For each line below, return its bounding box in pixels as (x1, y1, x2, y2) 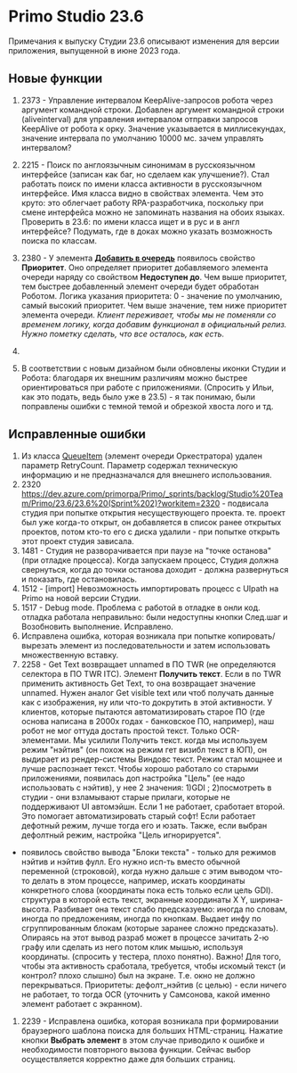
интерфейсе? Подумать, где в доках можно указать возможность (20, 226, 273, 236)
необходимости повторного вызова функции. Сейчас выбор (20, 1044, 251, 1054)
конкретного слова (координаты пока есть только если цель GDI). (20, 885, 274, 896)
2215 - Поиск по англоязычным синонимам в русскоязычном (20, 159, 255, 170)
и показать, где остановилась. (20, 574, 138, 584)
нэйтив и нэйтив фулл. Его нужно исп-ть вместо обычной (20, 856, 241, 867)
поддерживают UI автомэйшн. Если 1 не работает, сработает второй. (20, 801, 285, 812)
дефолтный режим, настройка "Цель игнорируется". (20, 830, 221, 840)
